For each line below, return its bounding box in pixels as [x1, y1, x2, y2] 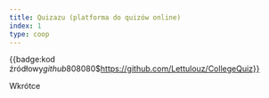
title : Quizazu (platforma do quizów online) [9, 12, 181, 22]
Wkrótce [9, 81, 41, 92]
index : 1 [9, 21, 42, 30]
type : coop [9, 29, 50, 38]
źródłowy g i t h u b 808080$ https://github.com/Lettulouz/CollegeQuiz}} [9, 63, 260, 74]
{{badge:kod [9, 54, 56, 65]
